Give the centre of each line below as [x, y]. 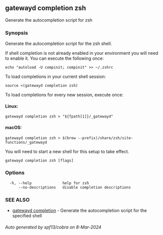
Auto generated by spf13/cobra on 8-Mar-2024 [53, 227]
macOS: [14, 127]
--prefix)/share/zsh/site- [106, 138]
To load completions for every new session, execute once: [64, 95]
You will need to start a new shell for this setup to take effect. [67, 151]
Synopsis [16, 33]
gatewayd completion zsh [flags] [39, 160]
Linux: [12, 106]
